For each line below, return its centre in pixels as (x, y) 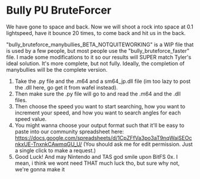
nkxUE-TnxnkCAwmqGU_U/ (48, 144)
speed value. (31, 119)
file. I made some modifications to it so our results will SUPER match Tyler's (99, 57)
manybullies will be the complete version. (57, 69)
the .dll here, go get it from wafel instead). (66, 87)
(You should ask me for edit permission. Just (138, 144)
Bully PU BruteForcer (59, 10)
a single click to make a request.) (55, 150)
